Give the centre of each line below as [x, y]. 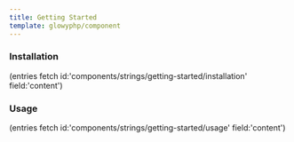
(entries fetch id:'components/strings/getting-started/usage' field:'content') [147, 128]
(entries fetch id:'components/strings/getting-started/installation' [128, 75]
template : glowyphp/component [65, 26]
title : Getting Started [53, 17]
